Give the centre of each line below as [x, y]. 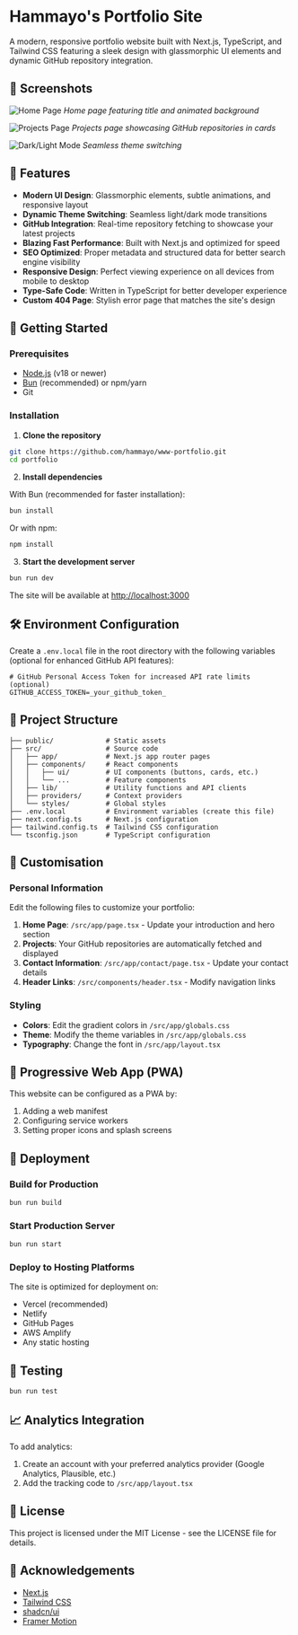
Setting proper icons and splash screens [97, 1130]
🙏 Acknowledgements [72, 1571]
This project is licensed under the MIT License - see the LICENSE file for [143, 1533]
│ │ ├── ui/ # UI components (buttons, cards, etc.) [134, 772]
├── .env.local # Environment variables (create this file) [142, 811]
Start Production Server [62, 1226]
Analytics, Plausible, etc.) [69, 1473]
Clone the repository [61, 435]
